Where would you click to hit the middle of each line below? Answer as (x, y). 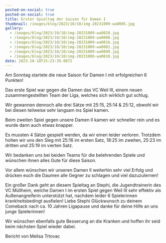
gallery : (14, 28)
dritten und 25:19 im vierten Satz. (39, 146)
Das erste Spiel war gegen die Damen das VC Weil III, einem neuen (74, 90)
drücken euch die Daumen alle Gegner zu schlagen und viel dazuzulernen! (82, 176)
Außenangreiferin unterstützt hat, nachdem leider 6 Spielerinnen (71, 196)
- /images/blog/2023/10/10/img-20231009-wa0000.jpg (65, 38)
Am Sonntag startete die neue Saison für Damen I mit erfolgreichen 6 (76, 75)
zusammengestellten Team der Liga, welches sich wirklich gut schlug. (77, 95)
